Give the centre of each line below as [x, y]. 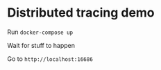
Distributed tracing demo [81, 13]
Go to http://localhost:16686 [50, 59]
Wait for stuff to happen [41, 45]
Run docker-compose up [40, 32]
